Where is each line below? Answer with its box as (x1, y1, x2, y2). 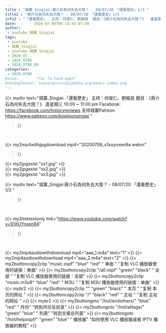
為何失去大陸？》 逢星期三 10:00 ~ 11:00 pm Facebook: (9, 101, 121, 107)
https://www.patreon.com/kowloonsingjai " (5, 113, 92, 119)
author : (5, 26, 21, 31)
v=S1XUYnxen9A (5, 221, 40, 227)
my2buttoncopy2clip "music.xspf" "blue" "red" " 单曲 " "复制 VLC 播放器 (5, 260, 153, 267)
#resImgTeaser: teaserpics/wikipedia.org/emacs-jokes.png (5, 81, 127, 85)
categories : (5, 67, 30, 72)
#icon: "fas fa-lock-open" (5, 76, 77, 81)
